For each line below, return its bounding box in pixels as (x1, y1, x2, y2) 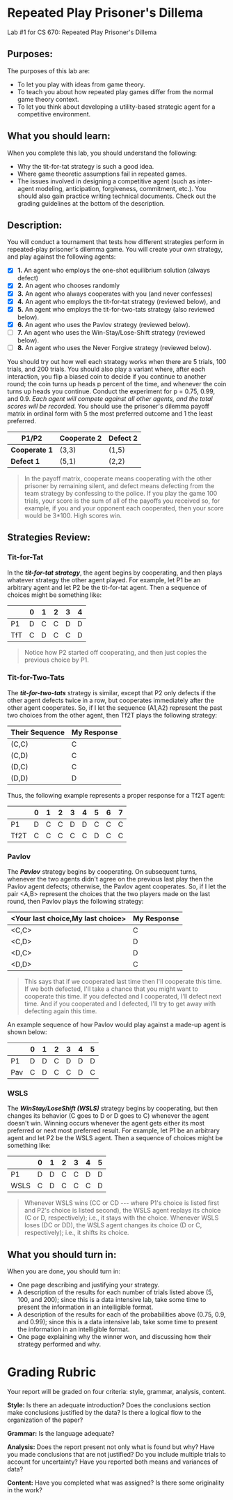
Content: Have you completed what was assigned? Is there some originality (7, 1478, 225, 1487)
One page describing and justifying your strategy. (17, 1281, 160, 1289)
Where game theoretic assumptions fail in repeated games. (17, 169, 187, 178)
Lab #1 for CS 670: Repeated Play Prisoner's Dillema (7, 28, 157, 36)
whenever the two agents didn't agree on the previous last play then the (7, 875, 214, 884)
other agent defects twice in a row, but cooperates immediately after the (7, 696, 214, 704)
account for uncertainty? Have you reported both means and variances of (7, 1457, 218, 1466)
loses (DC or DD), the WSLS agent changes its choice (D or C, (24, 1221, 202, 1229)
